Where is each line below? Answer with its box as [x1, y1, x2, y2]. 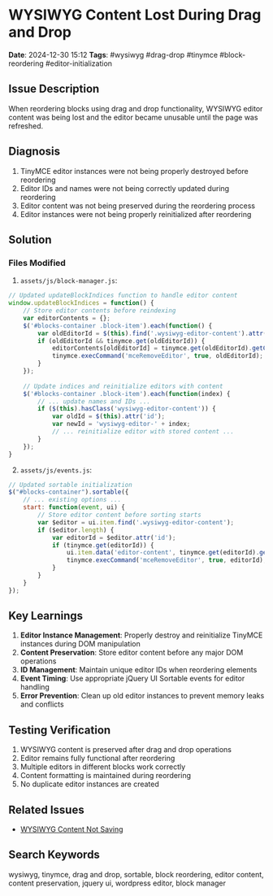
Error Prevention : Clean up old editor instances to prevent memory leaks [19, 691, 265, 701]
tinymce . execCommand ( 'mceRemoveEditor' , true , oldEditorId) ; [51, 352, 264, 360]
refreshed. [8, 120, 44, 131]
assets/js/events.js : [19, 465, 92, 475]
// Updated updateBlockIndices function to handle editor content [8, 291, 238, 300]
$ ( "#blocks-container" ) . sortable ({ [8, 488, 129, 497]
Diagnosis [8, 145, 61, 159]
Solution [8, 233, 52, 246]
